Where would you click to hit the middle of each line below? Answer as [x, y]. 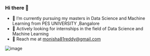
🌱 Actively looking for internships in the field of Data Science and [77, 29]
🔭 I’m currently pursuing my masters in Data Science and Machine [79, 19]
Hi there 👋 [17, 8]
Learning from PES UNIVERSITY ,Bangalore [56, 23]
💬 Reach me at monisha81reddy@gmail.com [56, 39]
